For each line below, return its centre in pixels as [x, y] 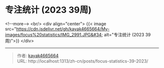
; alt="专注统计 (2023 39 [126, 34]
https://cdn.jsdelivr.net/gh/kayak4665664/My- [63, 29]
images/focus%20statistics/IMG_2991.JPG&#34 [53, 34]
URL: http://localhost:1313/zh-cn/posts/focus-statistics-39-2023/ [82, 61]
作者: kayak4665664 [38, 55]
